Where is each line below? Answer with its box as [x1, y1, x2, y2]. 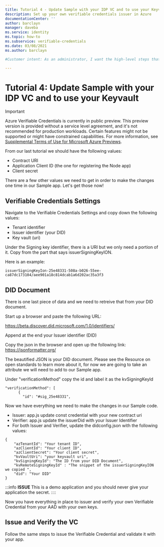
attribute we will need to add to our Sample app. [5, 366, 102, 372]
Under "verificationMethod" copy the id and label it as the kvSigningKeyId [5, 376, 154, 382]
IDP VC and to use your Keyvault [5, 92, 139, 103]
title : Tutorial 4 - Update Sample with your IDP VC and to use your [5, 7, 150, 12]
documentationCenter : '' [5, 16, 56, 21]
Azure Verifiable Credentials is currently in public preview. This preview [5, 118, 148, 124]
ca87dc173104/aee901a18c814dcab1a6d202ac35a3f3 [5, 273, 104, 278]
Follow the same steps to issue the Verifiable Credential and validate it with [5, 531, 156, 537]
